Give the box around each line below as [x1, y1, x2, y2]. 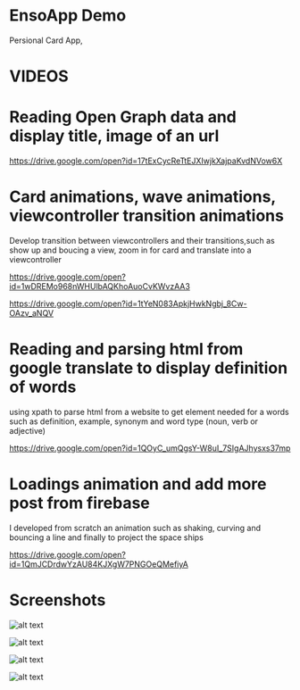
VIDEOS [9, 66, 69, 87]
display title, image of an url [9, 126, 220, 146]
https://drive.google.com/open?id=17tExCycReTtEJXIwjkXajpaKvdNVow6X [9, 155, 283, 166]
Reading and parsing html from [9, 339, 244, 360]
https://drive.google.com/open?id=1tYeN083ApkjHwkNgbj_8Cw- [9, 298, 247, 309]
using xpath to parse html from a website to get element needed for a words [9, 406, 289, 417]
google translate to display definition [9, 358, 288, 378]
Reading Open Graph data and [9, 107, 237, 128]
